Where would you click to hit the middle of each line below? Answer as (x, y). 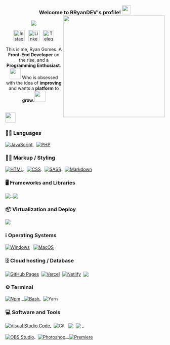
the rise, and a (34, 60)
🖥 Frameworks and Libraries (40, 182)
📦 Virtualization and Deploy (41, 209)
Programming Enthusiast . (34, 65)
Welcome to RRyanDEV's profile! (80, 12)
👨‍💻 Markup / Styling (30, 158)
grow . (28, 100)
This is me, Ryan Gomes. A (34, 49)
